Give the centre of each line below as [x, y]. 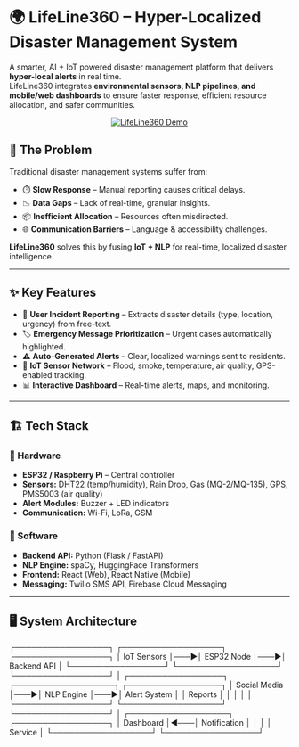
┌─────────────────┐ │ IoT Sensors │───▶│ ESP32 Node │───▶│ [148, 657]
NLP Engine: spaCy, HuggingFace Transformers [110, 565]
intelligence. [32, 256]
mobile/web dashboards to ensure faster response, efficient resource [138, 95]
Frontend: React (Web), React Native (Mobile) [106, 574]
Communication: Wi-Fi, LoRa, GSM [87, 513]
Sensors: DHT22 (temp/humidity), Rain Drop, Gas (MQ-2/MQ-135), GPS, [155, 484]
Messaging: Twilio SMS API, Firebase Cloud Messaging [124, 584]
